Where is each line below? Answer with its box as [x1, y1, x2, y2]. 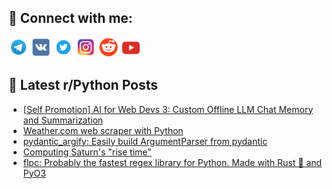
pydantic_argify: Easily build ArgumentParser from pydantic [22, 135, 268, 147]
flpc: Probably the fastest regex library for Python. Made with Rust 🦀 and [22, 156, 323, 168]
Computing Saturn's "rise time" [22, 146, 152, 158]
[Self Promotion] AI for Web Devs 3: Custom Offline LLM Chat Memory [22, 103, 314, 115]
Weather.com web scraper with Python [22, 124, 184, 136]
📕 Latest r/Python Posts [8, 77, 159, 94]
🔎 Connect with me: [8, 10, 133, 27]
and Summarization [22, 114, 104, 126]
